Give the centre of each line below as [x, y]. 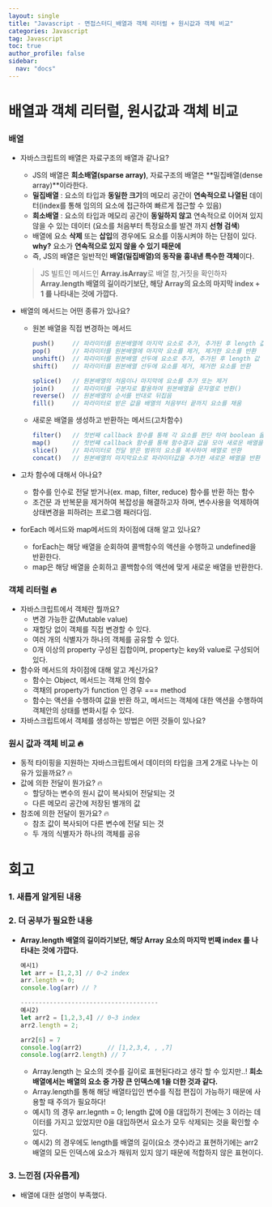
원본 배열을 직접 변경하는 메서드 [82, 329]
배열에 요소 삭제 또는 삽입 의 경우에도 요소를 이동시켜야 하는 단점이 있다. [144, 236]
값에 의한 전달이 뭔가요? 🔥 [61, 783]
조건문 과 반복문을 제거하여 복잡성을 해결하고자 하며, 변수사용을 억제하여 [146, 502]
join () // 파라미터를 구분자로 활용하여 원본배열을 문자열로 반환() [137, 389]
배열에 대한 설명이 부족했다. [64, 1195]
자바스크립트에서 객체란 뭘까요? [70, 609]
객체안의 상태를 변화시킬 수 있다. [83, 711]
